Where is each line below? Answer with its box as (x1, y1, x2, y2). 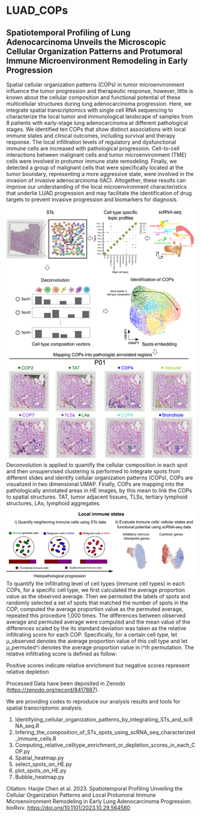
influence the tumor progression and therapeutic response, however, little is (6, 88, 194, 94)
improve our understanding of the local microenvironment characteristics (6, 183, 187, 190)
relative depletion (6, 668, 49, 675)
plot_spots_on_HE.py (14, 767, 67, 774)
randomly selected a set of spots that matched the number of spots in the (6, 599, 188, 606)
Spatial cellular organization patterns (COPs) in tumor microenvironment (6, 81, 185, 88)
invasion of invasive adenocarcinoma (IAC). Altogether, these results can (6, 177, 186, 184)
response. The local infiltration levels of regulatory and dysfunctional (6, 139, 176, 145)
